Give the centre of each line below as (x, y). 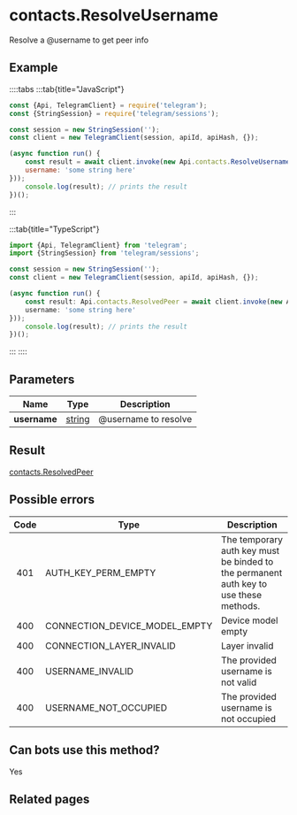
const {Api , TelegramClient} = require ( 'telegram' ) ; (108, 105)
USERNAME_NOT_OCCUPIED (107, 707)
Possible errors (52, 500)
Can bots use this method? (85, 750)
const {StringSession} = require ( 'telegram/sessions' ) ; (114, 113)
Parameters (42, 379)
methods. (240, 605)
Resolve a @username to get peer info (79, 40)
